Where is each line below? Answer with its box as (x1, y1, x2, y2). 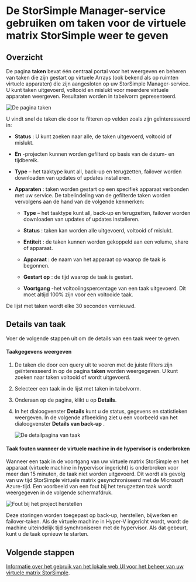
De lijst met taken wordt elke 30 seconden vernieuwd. (6, 303, 136, 309)
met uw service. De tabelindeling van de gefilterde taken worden (14, 192, 171, 198)
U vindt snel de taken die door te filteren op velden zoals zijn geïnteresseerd (6, 115, 190, 122)
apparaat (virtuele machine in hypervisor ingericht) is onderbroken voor (6, 464, 179, 471)
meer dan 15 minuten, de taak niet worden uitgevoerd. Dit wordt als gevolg (6, 470, 185, 478)
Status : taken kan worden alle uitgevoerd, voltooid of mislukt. (23, 227, 173, 234)
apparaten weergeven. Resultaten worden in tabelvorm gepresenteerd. (6, 93, 177, 100)
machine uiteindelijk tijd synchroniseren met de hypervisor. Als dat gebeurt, (6, 524, 188, 531)
